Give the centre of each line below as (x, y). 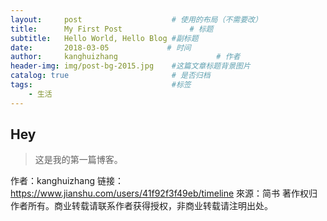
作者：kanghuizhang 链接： (67, 181)
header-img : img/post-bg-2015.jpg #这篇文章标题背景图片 (130, 66)
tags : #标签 (101, 85)
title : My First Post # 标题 (112, 29)
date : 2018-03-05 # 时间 (101, 47)
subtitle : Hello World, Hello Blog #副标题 (104, 38)
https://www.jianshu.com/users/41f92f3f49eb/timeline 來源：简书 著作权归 (164, 193)
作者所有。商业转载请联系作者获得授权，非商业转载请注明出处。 (141, 206)
